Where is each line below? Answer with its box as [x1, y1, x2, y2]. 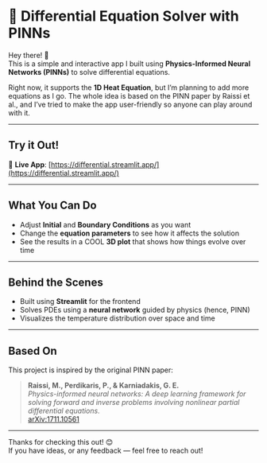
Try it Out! [8, 138, 60, 152]
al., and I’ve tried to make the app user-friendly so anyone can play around [8, 99, 253, 109]
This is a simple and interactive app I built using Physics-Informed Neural [8, 59, 251, 68]
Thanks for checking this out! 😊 [8, 438, 114, 447]
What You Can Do [8, 199, 97, 212]
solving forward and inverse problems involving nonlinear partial [27, 398, 240, 407]
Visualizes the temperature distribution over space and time [19, 313, 216, 323]
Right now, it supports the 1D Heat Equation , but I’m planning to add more [8, 83, 250, 92]
